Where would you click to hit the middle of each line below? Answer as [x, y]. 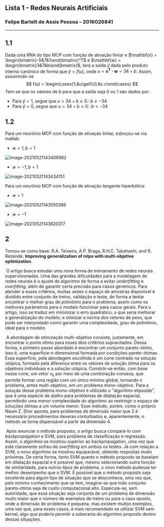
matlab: [13, 138]
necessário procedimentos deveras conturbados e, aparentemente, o [75, 416]
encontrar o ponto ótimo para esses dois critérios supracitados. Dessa [76, 342]
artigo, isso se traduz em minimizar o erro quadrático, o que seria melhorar [81, 312]
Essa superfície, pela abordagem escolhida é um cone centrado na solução [81, 358]
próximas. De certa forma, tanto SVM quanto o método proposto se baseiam [82, 457]
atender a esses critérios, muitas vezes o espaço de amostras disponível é [80, 291]
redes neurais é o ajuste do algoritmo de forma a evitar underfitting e [74, 281]
